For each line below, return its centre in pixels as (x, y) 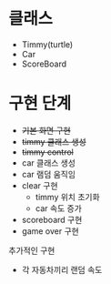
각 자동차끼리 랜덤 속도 (62, 269)
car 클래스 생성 (49, 162)
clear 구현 (40, 185)
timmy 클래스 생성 (54, 141)
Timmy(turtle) (47, 44)
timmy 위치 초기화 (68, 197)
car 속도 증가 (59, 208)
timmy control (47, 152)
